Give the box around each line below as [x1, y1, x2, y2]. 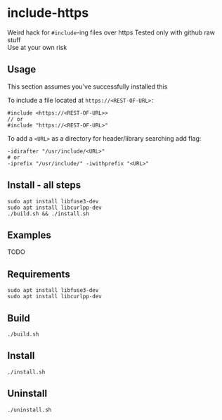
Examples [7, 229, 51, 241]
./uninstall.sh [7, 406, 52, 413]
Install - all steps [7, 179, 81, 191]
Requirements [7, 268, 70, 280]
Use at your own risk [7, 43, 67, 51]
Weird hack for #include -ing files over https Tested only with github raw [7, 28, 216, 37]
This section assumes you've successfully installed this [7, 82, 168, 91]
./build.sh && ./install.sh [7, 210, 90, 217]
